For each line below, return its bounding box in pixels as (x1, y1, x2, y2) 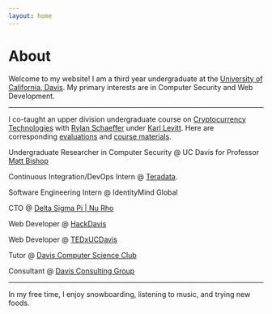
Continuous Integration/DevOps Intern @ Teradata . (8, 171, 178, 181)
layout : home (8, 11, 53, 20)
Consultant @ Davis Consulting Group (8, 265, 135, 276)
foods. (8, 298, 30, 308)
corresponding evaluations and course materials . (8, 131, 172, 141)
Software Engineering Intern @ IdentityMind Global (8, 187, 178, 197)
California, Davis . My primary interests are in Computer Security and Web (8, 82, 253, 92)
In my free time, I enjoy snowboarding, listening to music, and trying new (8, 289, 251, 299)
